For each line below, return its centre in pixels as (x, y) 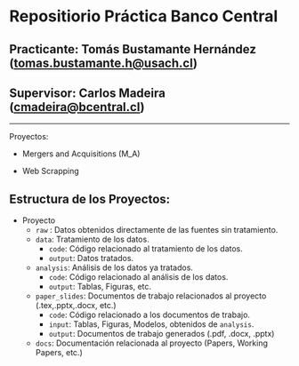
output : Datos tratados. (91, 259)
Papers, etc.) (59, 353)
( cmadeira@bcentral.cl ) (77, 107)
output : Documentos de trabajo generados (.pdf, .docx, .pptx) (162, 334)
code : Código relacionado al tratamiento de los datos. (145, 249)
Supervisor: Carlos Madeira (88, 93)
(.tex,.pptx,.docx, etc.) (76, 306)
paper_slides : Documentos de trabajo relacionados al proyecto (151, 296)
